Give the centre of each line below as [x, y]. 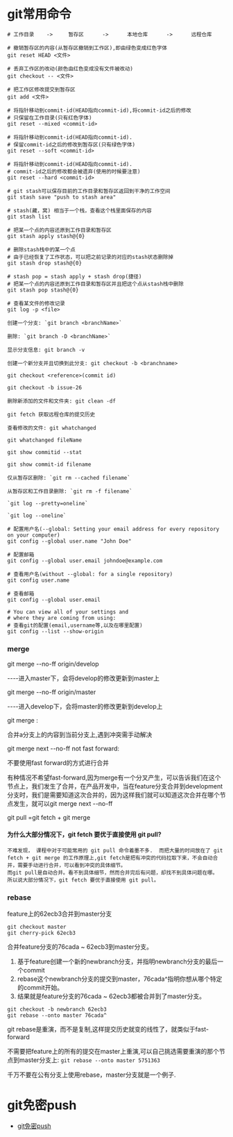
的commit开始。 [40, 987]
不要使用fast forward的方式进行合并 [58, 763]
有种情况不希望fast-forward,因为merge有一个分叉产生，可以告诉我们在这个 [114, 777]
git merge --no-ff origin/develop [53, 664]
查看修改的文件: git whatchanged [52, 428]
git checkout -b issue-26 [44, 387]
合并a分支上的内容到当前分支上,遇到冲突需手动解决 [80, 735]
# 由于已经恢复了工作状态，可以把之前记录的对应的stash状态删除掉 [90, 257]
